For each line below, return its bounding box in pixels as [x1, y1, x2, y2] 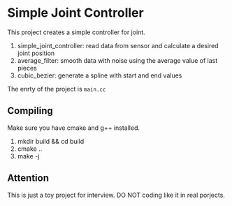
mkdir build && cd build [17, 137, 85, 145]
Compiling [7, 105, 54, 117]
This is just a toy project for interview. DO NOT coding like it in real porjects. [7, 191, 226, 199]
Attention [7, 172, 49, 184]
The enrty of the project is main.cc [7, 84, 106, 93]
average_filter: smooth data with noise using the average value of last [17, 56, 218, 64]
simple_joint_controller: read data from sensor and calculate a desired [17, 41, 219, 50]
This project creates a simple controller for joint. [7, 28, 145, 36]
